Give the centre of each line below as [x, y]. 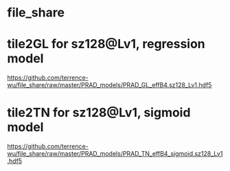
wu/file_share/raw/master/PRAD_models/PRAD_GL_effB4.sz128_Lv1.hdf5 [110, 85]
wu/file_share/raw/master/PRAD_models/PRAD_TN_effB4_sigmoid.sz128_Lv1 [115, 154]
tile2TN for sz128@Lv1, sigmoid [99, 113]
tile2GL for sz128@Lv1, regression [106, 44]
